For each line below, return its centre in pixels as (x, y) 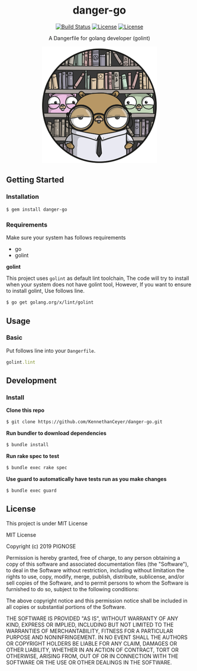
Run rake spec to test (33, 456)
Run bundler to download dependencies (56, 433)
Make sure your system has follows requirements (66, 238)
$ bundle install (28, 445)
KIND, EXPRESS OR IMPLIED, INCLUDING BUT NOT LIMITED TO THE (90, 624)
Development (32, 381)
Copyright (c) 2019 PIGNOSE (41, 546)
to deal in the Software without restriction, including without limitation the (95, 570)
